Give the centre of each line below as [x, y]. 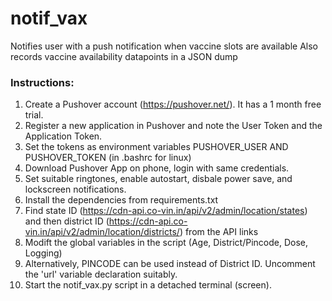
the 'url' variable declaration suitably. [101, 274]
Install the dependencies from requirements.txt [121, 200]
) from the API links [219, 232]
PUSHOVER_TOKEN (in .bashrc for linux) [108, 158]
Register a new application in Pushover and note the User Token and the [173, 126]
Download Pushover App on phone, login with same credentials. [157, 168]
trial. [34, 115]
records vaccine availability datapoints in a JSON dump [124, 56]
